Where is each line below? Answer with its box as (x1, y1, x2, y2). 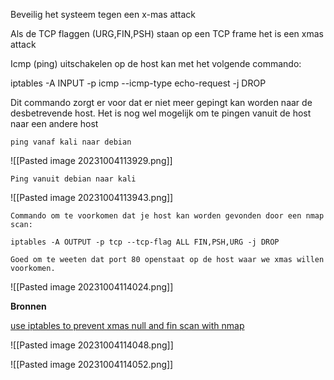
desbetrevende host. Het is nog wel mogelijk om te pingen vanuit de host (10, 107, 312, 119)
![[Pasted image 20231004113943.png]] (10, 192, 174, 203)
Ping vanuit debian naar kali (10, 174, 137, 184)
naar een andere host (10, 118, 99, 129)
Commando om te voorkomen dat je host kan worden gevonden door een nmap (10, 211, 325, 221)
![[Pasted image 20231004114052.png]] (10, 359, 174, 370)
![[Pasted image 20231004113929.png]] (10, 155, 173, 166)
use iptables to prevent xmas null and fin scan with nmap (10, 320, 245, 331)
